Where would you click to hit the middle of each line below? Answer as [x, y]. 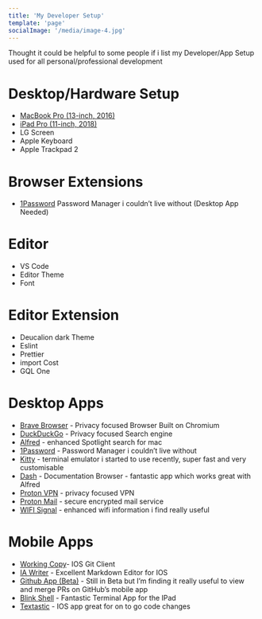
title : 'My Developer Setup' [56, 16]
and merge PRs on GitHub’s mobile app [84, 589]
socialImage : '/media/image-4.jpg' [67, 30]
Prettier [32, 354]
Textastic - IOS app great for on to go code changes [105, 606]
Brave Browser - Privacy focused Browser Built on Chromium [119, 426]
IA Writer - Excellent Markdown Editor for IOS [94, 572]
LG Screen [37, 133]
